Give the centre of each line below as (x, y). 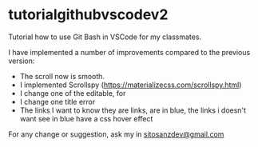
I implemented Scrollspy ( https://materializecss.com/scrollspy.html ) (131, 85)
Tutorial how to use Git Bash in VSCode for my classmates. (105, 37)
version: (22, 61)
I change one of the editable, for (73, 93)
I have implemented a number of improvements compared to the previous (129, 52)
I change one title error (58, 101)
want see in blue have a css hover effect (86, 118)
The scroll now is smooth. (62, 76)
